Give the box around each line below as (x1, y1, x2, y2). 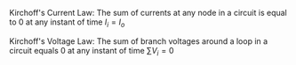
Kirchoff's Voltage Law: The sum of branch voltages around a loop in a (9, 35, 268, 47)
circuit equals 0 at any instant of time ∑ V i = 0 (9, 45, 175, 58)
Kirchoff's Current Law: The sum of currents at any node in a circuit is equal (9, 8, 287, 18)
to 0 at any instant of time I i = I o (9, 17, 125, 29)
